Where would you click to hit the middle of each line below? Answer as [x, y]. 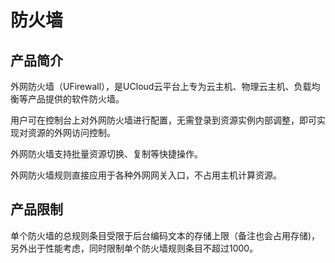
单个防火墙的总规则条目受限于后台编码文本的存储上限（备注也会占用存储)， [165, 235]
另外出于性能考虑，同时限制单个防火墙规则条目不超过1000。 [134, 248]
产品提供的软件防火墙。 [76, 99]
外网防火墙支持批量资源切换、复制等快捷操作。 [106, 154]
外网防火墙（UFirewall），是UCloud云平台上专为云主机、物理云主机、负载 [161, 86]
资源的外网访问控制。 [71, 132]
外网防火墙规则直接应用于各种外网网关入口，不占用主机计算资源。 [146, 175]
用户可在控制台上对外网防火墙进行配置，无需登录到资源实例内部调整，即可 [163, 120]
